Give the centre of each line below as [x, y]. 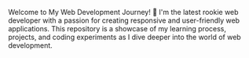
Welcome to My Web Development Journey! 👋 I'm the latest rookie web [123, 12]
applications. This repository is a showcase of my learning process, [117, 29]
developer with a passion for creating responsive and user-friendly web [124, 20]
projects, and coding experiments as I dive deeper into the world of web [124, 37]
